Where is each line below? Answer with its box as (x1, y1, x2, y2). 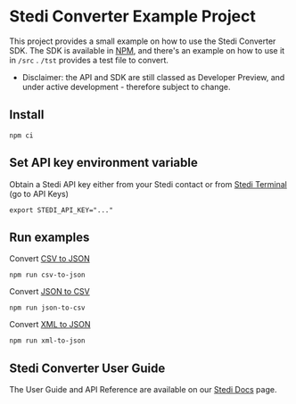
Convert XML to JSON (9, 319, 91, 330)
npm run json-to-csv (9, 303, 86, 313)
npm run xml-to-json (9, 336, 86, 345)
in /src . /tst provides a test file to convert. (9, 54, 169, 65)
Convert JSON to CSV (9, 286, 91, 297)
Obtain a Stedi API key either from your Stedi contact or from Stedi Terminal (9, 178, 287, 189)
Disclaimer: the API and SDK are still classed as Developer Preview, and (21, 71, 285, 82)
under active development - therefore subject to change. (21, 81, 231, 92)
